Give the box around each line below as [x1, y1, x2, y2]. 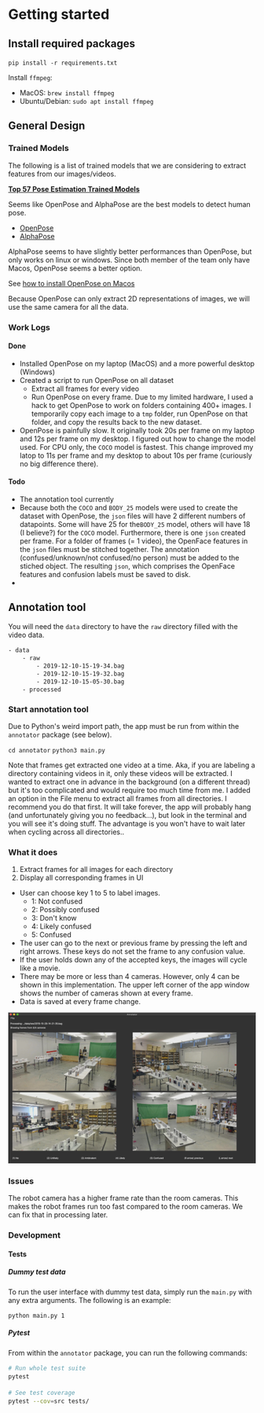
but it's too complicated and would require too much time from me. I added [8, 786, 251, 795]
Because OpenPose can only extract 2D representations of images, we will [8, 293, 250, 304]
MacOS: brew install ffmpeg [19, 88, 115, 98]
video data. [8, 630, 45, 639]
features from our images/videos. [8, 169, 116, 178]
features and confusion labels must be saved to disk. [19, 570, 191, 580]
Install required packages [8, 37, 136, 50]
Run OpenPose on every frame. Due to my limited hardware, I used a [31, 392, 254, 402]
